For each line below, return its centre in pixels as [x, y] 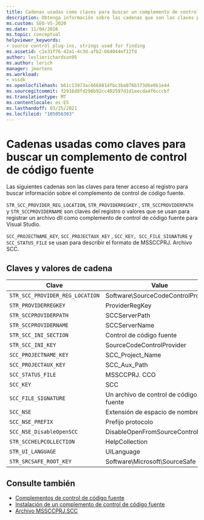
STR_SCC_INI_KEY [33, 345]
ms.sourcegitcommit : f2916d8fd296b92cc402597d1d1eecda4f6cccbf [88, 91]
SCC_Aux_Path [127, 365]
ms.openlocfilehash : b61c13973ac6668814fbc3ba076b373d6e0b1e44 [88, 86]
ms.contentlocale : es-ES [38, 102]
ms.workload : [23, 74]
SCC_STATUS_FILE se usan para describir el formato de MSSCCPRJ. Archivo [99, 243]
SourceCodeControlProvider [146, 345]
